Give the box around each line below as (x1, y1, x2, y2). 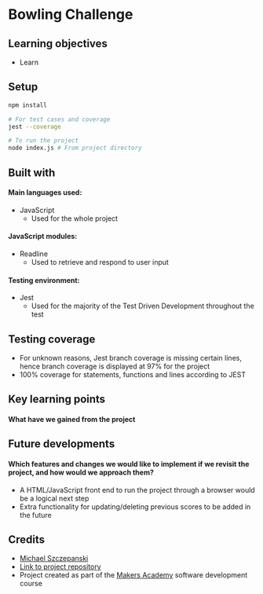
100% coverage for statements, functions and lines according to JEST (19, 370, 246, 379)
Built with (8, 166, 56, 179)
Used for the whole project (31, 214, 119, 223)
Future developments (8, 438, 115, 451)
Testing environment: (8, 275, 80, 284)
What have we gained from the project (8, 414, 136, 423)
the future (19, 510, 53, 519)
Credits (8, 533, 46, 546)
